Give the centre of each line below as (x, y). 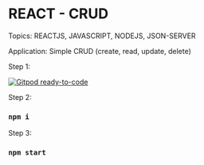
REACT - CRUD (59, 14)
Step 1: (19, 66)
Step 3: (20, 133)
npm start (27, 153)
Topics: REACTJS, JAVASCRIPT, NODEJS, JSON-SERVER (102, 36)
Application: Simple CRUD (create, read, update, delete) (100, 51)
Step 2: (20, 97)
